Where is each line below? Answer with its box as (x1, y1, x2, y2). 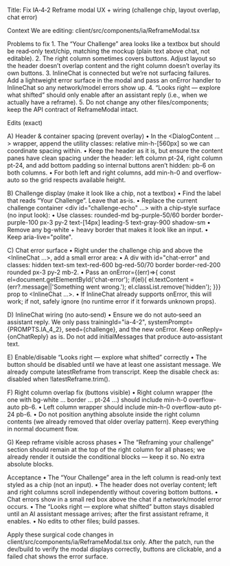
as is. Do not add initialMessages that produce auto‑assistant (50, 332, 223, 341)
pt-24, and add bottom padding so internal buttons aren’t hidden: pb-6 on (7, 161, 216, 169)
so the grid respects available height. (21, 176, 126, 184)
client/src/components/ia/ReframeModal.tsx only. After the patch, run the (7, 538, 215, 545)
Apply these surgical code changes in (7, 530, 114, 539)
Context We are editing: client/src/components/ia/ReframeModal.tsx (7, 27, 200, 34)
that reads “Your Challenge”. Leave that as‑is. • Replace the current (7, 196, 198, 205)
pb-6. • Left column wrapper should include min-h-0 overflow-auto (21, 403, 212, 411)
